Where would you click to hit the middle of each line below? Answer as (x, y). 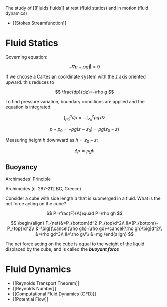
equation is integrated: (28, 107)
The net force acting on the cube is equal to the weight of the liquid (75, 244)
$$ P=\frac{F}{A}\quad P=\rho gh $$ (85, 213)
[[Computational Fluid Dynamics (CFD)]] (54, 294)
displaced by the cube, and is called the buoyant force (62, 249)
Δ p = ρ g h (85, 151)
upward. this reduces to (30, 82)
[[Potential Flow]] (30, 299)
